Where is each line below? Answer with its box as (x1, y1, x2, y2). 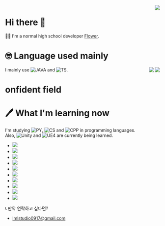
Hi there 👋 (5, 17, 46, 28)
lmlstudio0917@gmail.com (12, 215, 66, 221)
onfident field (5, 84, 62, 96)
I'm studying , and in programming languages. (5, 128, 136, 133)
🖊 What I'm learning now (5, 108, 110, 119)
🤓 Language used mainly (5, 50, 109, 62)
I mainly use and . (5, 66, 68, 73)
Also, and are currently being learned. (5, 132, 113, 138)
